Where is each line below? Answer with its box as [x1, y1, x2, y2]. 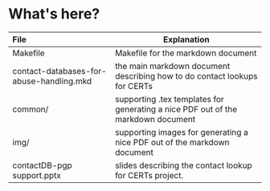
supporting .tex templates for [115, 93, 225, 104]
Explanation [163, 34, 211, 45]
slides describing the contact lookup [115, 160, 253, 171]
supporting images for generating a [115, 126, 249, 137]
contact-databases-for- [12, 65, 107, 76]
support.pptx [12, 169, 62, 181]
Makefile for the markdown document [115, 47, 257, 59]
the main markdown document [115, 60, 231, 71]
